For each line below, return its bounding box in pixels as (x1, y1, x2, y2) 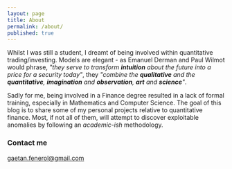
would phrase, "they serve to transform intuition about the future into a (7, 63, 211, 71)
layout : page (7, 10, 45, 17)
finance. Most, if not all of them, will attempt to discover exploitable (7, 114, 199, 122)
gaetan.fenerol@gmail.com (7, 154, 84, 162)
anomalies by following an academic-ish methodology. (7, 121, 164, 129)
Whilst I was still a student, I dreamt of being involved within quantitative (7, 48, 213, 57)
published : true (7, 29, 54, 37)
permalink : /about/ (7, 23, 64, 30)
